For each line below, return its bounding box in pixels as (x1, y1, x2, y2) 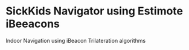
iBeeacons (5, 17, 60, 31)
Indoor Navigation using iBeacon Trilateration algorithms (5, 37, 146, 44)
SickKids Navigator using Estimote (5, 4, 184, 18)
